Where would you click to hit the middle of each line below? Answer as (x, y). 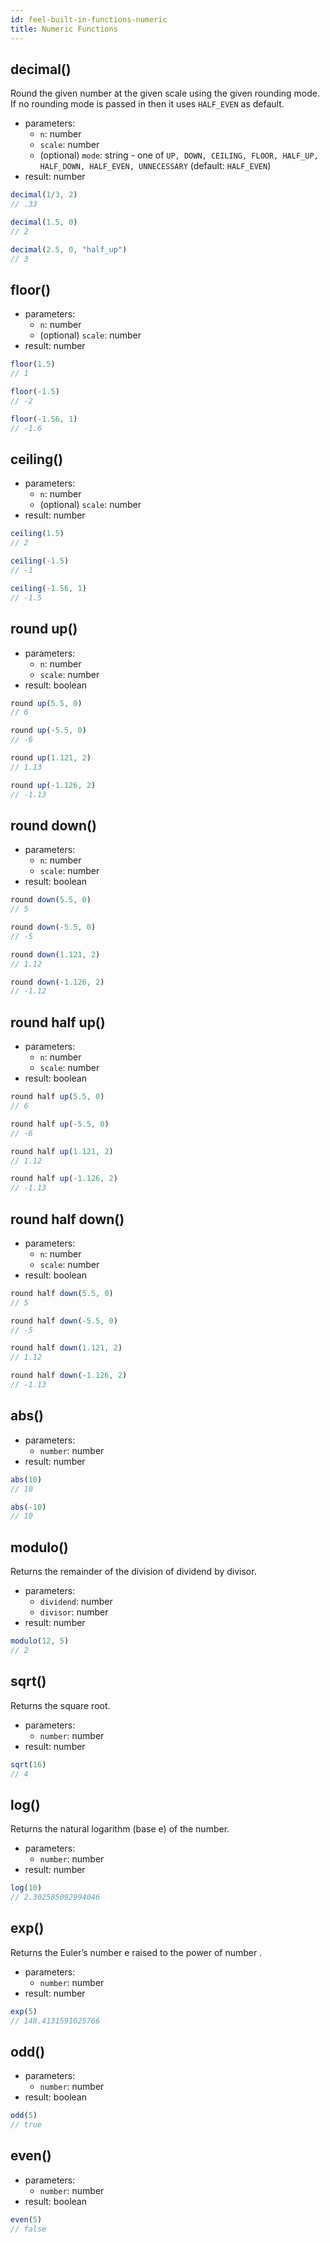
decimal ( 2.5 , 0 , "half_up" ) (69, 249)
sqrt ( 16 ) (28, 1764)
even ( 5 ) (26, 2219)
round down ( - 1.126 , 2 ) (57, 982)
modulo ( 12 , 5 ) (40, 1641)
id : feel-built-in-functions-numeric (89, 19)
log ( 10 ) (26, 1888)
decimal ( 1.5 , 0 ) (44, 222)
